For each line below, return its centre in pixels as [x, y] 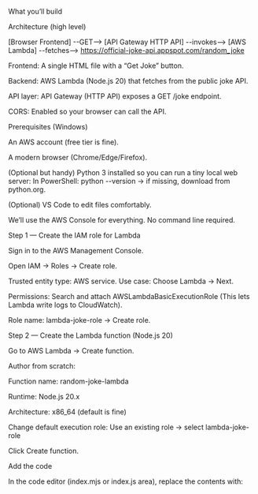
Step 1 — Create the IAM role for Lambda [74, 235]
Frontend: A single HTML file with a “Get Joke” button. [96, 65]
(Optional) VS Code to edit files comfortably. [80, 205]
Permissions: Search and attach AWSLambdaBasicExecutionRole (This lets [129, 296]
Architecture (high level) [47, 26]
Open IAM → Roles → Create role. [63, 266]
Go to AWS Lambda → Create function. [71, 351]
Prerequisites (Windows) [48, 127]
